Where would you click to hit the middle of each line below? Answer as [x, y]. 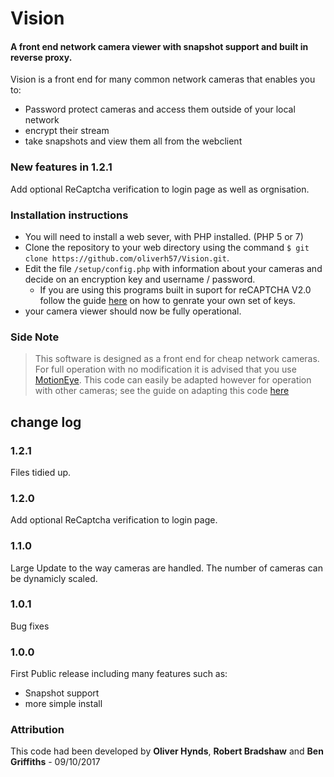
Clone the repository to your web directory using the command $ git [167, 247]
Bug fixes [30, 626]
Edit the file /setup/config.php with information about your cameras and [173, 268]
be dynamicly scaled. [54, 578]
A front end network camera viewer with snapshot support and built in [159, 46]
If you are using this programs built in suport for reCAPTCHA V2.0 [175, 289]
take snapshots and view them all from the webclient [133, 141]
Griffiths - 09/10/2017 [55, 762]
